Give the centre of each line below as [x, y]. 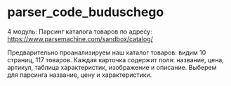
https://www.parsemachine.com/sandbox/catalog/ [80, 38]
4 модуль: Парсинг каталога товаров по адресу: [80, 31]
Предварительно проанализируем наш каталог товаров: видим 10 [107, 52]
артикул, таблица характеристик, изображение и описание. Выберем [112, 67]
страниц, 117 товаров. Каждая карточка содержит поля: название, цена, [116, 59]
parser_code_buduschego [86, 12]
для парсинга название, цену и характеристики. [80, 75]
